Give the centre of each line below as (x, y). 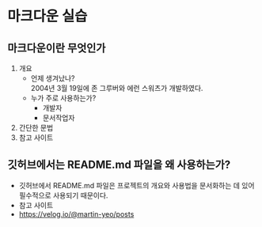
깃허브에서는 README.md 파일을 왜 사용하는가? (119, 165)
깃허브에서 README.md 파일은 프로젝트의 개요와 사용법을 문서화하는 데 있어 (137, 185)
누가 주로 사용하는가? (63, 98)
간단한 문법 (36, 128)
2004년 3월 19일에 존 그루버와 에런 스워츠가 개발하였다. (117, 88)
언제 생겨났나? (53, 78)
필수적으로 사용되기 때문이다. (63, 195)
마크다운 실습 (47, 16)
